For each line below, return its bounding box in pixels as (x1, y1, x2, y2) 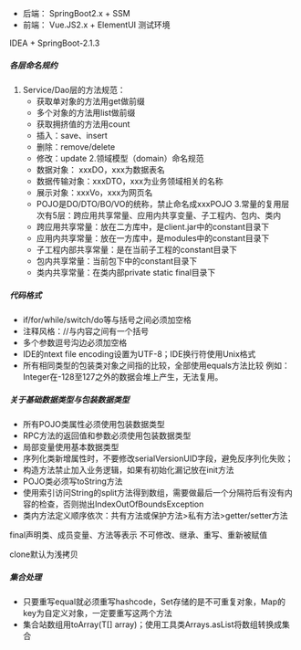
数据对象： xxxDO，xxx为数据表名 (36, 163, 166, 175)
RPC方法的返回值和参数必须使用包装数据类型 (22, 430, 192, 441)
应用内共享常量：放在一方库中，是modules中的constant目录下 (36, 232, 270, 244)
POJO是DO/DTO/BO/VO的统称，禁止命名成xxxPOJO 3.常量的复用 (36, 198, 282, 209)
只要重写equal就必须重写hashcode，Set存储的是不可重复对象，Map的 (22, 596, 285, 607)
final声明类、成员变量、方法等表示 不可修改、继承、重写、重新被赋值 (9, 529, 268, 540)
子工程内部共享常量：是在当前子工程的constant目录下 (36, 244, 238, 255)
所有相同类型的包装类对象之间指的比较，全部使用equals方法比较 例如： (22, 360, 290, 371)
